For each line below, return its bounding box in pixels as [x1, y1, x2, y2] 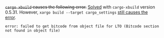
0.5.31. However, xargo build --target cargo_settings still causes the [5, 9, 148, 15]
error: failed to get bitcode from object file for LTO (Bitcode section [5, 24, 160, 29]
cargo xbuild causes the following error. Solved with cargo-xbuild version [5, 4, 156, 10]
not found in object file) [5, 28, 60, 33]
